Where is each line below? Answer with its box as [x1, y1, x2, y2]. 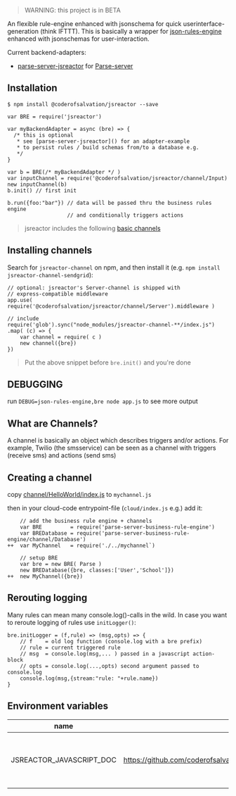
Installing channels [7, 244, 93, 256]
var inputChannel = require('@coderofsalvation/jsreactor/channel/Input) [7, 175, 228, 182]
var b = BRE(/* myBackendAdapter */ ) [7, 168, 121, 175]
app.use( [7, 296, 33, 303]
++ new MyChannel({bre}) [7, 573, 83, 580]
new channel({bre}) [20, 339, 77, 347]
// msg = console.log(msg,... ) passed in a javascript [20, 650, 190, 657]
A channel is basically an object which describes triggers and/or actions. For [7, 436, 229, 445]
